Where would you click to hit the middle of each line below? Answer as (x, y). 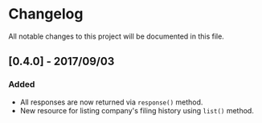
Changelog (46, 14)
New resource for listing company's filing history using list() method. (137, 110)
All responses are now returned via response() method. (111, 102)
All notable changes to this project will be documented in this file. (117, 36)
